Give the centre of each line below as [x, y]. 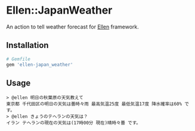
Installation [27, 45]
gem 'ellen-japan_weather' [40, 65]
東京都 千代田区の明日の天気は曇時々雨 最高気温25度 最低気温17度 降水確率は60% [94, 104]
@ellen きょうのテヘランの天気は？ [50, 117]
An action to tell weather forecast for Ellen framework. [72, 27]
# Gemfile [18, 59]
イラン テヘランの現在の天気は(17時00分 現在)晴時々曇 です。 [74, 123]
